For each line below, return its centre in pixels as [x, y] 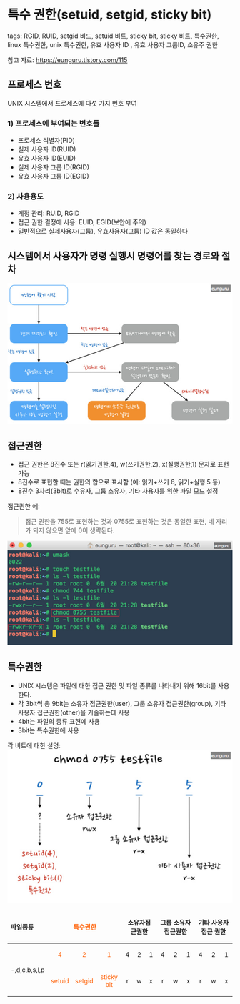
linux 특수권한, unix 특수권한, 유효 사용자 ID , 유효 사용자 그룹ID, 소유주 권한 [113, 44]
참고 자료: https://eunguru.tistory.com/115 [67, 60]
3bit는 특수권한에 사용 [48, 730]
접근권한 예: [24, 506]
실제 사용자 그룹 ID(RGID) [54, 167]
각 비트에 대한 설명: [34, 745]
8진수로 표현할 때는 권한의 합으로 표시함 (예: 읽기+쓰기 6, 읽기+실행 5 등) [119, 482]
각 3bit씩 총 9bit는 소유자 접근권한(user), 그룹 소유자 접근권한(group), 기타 [122, 703]
